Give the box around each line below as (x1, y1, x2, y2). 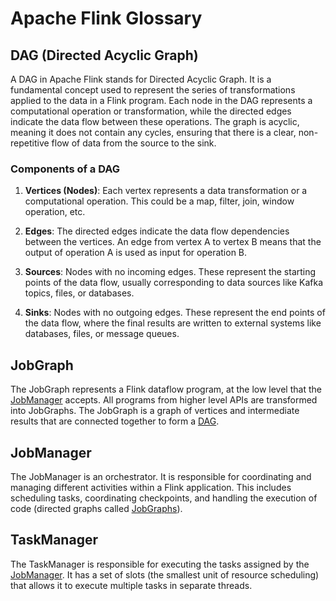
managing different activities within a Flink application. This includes (10, 481, 292, 493)
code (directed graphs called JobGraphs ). (10, 502, 183, 514)
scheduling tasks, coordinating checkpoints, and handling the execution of (10, 492, 318, 504)
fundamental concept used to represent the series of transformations (10, 84, 296, 96)
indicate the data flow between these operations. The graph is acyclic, (10, 116, 300, 127)
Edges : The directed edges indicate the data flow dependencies (24, 225, 290, 237)
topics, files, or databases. (24, 287, 135, 299)
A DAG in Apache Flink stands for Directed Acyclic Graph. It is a (10, 73, 272, 85)
